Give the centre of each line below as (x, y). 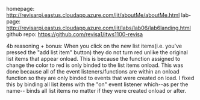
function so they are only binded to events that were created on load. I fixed (100, 78)
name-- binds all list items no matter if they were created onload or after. (96, 91)
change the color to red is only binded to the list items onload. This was (95, 65)
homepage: (20, 9)
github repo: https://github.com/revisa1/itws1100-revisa (75, 34)
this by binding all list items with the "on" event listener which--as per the (97, 84)
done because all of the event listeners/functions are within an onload (93, 71)
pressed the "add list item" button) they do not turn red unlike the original (97, 52)
